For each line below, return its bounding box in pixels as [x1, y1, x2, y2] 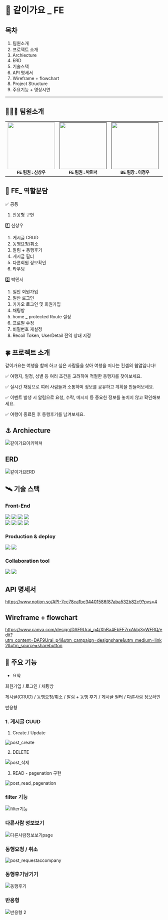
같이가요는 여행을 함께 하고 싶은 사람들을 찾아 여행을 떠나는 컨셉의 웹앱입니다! [5, 362, 156, 368]
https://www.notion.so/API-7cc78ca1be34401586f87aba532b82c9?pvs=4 [5, 599, 157, 605]
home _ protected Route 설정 [12, 313, 71, 319]
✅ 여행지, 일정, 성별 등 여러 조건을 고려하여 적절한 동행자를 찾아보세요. [5, 373, 142, 379]
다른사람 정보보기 [5, 819, 44, 826]
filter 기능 [5, 794, 28, 800]
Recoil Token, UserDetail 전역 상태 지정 [12, 332, 91, 338]
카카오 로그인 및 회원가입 [12, 301, 61, 307]
